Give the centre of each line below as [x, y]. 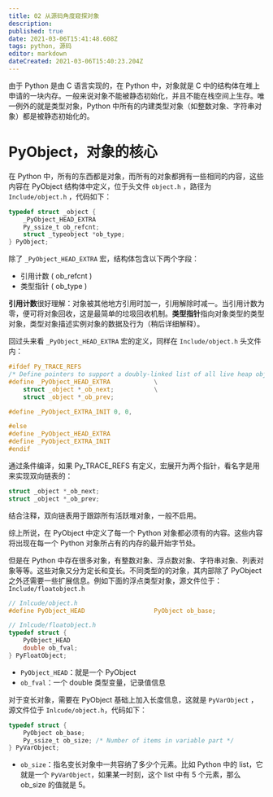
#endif [19, 449]
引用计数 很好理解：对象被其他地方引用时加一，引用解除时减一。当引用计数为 [136, 304]
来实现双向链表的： [41, 475]
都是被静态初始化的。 [58, 116]
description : [30, 24]
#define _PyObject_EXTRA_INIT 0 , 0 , [70, 412]
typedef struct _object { [52, 212]
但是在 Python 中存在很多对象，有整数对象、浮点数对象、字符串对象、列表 [133, 560]
